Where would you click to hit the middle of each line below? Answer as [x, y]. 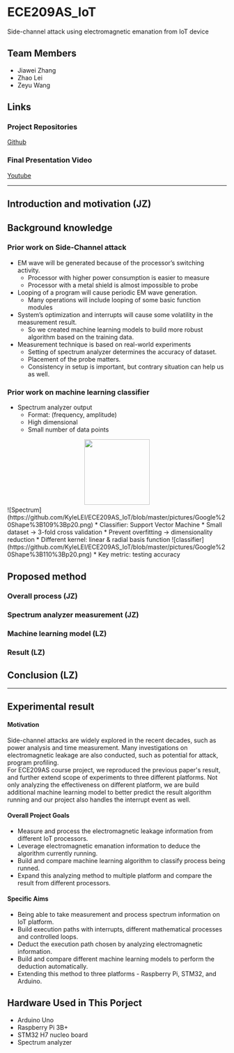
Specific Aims [28, 899]
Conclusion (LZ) [43, 675]
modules [40, 307]
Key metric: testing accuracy [140, 554]
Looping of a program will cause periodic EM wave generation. [107, 292]
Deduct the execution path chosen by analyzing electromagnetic [110, 944]
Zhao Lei [30, 78]
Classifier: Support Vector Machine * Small [161, 525]
